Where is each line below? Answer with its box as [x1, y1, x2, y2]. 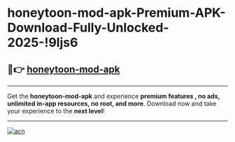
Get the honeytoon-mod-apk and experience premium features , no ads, [7, 92, 220, 100]
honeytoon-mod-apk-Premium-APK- [7, 5, 226, 21]
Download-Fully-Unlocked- [7, 20, 169, 36]
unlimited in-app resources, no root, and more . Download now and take [7, 99, 217, 108]
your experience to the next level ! [7, 107, 105, 115]
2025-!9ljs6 [7, 35, 78, 50]
